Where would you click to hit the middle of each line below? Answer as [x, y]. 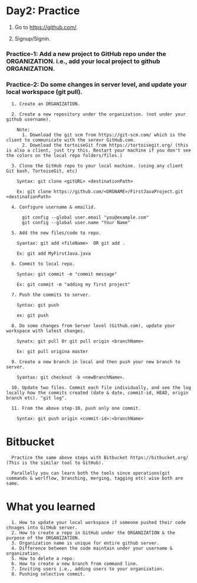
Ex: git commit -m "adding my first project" [74, 285]
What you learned [51, 507]
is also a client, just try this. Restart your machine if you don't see [99, 151]
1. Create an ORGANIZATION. [46, 104]
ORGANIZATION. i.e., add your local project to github [83, 61]
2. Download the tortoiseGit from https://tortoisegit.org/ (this [105, 146]
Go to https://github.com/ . [46, 27]
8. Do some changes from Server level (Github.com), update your [93, 326]
